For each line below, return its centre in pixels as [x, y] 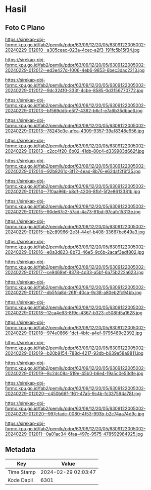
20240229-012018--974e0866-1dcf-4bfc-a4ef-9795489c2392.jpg [74, 333]
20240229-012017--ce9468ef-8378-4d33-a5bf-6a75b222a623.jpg [75, 272]
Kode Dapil [20, 480]
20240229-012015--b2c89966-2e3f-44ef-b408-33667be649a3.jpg [75, 232]
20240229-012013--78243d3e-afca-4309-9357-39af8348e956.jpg [75, 131]
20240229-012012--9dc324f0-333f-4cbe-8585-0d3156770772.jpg [74, 90]
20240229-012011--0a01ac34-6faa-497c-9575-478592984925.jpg [74, 434]
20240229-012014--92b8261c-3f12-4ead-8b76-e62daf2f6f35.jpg [73, 171]
